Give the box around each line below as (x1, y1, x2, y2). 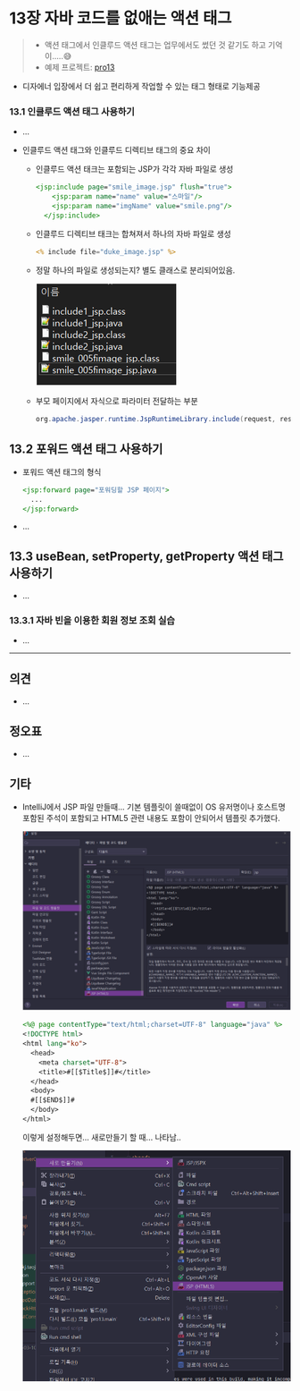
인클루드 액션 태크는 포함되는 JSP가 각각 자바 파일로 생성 (35, 164, 234, 174)
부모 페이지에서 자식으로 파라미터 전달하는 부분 (35, 395, 198, 406)
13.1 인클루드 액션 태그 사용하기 (9, 105, 136, 117)
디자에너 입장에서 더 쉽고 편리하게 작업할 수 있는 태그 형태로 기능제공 (21, 81, 261, 91)
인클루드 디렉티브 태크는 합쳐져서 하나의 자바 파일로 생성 (35, 228, 232, 239)
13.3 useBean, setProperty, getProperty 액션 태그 (9, 549, 284, 564)
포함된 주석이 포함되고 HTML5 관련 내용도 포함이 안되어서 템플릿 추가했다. (21, 813, 281, 824)
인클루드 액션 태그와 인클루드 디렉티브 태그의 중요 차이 (21, 145, 212, 156)
